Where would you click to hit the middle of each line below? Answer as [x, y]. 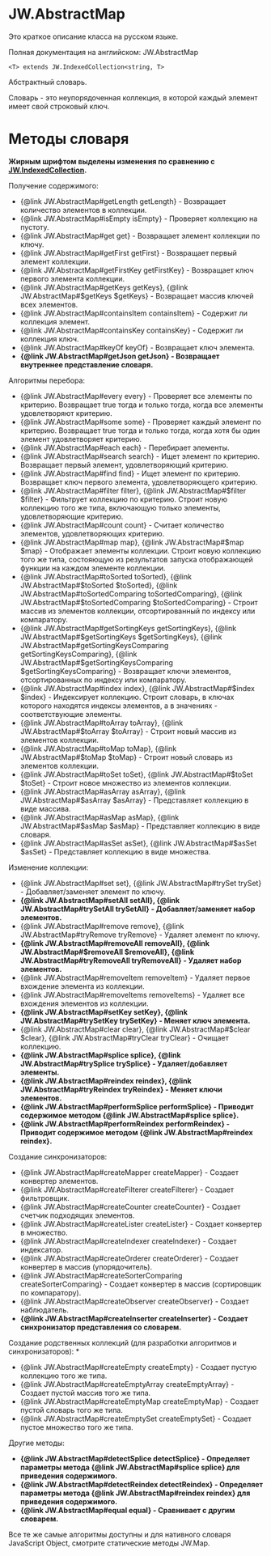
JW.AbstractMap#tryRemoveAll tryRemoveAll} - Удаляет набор [131, 960]
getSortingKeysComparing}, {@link [78, 654]
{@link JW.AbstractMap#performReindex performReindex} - [125, 1124]
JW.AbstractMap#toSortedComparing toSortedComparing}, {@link [131, 594]
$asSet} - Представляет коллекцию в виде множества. [115, 851]
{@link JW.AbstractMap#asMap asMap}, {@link [100, 817]
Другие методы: [36, 1443]
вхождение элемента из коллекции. [82, 986]
